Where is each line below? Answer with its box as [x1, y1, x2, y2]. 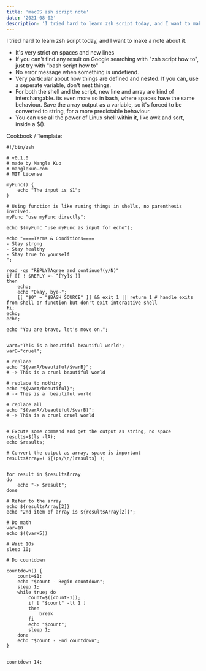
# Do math [6, 520, 32, 526]
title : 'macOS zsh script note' [6, 9, 89, 15]
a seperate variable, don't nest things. [15, 82, 112, 89]
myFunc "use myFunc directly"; [6, 214, 86, 221]
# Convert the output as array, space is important [6, 450, 141, 457]
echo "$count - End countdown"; [17, 638, 100, 644]
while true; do [17, 589, 56, 596]
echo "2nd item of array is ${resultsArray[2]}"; [6, 509, 136, 515]
